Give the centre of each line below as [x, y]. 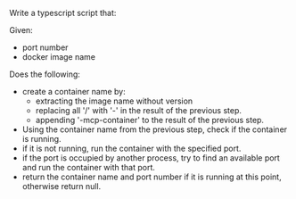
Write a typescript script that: [63, 13]
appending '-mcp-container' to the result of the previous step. [150, 120]
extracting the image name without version [114, 101]
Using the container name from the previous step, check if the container [155, 129]
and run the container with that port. [89, 167]
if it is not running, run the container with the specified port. [132, 148]
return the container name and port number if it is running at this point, [152, 177]
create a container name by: [74, 91]
